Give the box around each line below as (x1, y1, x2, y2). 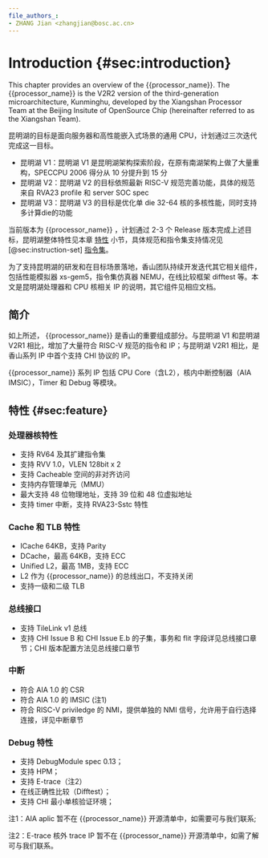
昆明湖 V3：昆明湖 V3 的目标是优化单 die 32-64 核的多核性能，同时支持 (19, 198, 258, 208)
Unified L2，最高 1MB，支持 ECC (19, 561, 129, 571)
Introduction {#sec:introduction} (8, 54, 231, 72)
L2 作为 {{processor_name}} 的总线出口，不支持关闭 (19, 571, 193, 581)
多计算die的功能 (19, 208, 73, 217)
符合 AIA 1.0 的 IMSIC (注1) (19, 694, 108, 704)
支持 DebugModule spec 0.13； (19, 757, 124, 767)
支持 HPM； (19, 767, 60, 776)
